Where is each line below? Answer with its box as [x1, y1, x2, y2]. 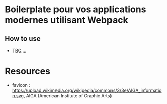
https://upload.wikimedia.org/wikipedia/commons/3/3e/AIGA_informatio [12, 87, 162, 93]
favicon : [12, 82, 31, 88]
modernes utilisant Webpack [5, 14, 128, 26]
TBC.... [12, 48, 27, 54]
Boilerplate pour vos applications [5, 4, 146, 15]
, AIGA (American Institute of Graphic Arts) [23, 92, 112, 99]
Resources [5, 66, 51, 77]
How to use [5, 34, 41, 43]
